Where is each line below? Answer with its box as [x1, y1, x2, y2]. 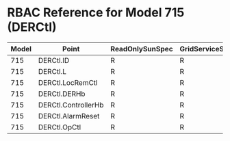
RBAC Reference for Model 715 [7, 5, 185, 21]
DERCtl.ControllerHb [38, 100, 104, 110]
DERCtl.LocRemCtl [38, 77, 98, 87]
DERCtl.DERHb [38, 89, 86, 99]
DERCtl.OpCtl [38, 122, 81, 131]
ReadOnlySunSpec [110, 44, 173, 53]
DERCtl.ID [38, 55, 70, 65]
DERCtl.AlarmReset [38, 111, 100, 120]
